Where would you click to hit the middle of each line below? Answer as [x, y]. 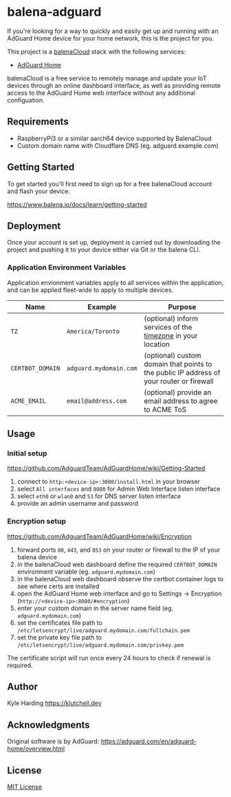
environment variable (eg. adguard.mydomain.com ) [86, 572]
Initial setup [27, 453]
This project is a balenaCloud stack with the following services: [97, 52]
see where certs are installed [58, 586]
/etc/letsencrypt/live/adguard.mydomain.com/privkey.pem [100, 645]
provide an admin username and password [78, 504]
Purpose [182, 306]
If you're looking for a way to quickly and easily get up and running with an [113, 31]
